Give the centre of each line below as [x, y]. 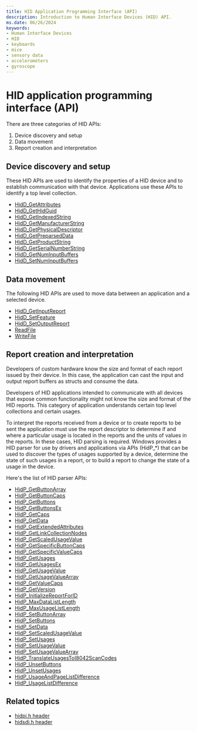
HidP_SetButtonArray [40, 614]
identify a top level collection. [42, 193]
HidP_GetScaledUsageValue [48, 539]
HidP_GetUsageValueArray [47, 576]
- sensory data [25, 55]
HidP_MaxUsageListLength [47, 608]
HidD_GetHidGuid [35, 211]
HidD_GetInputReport [40, 311]
